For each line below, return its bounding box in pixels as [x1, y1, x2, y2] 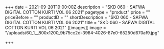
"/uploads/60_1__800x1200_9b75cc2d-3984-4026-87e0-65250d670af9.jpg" [5, 30, 160, 35]
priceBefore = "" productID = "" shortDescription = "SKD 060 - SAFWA [5, 15, 148, 20]
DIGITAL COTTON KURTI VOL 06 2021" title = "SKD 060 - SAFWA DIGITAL [5, 19, 155, 25]
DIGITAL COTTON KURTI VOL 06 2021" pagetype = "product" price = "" [5, 9, 150, 15]
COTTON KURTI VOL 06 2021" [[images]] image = [5, 25, 106, 31]
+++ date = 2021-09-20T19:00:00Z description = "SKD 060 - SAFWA [5, 4, 145, 10]
